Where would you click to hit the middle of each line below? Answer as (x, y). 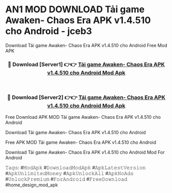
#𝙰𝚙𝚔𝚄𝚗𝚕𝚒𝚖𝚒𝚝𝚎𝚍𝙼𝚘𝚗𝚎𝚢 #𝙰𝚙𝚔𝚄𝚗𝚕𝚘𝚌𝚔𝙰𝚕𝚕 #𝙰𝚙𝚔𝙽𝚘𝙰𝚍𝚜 (70, 173)
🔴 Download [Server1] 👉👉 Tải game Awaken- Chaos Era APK (86, 64)
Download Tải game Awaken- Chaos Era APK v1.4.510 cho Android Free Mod (86, 45)
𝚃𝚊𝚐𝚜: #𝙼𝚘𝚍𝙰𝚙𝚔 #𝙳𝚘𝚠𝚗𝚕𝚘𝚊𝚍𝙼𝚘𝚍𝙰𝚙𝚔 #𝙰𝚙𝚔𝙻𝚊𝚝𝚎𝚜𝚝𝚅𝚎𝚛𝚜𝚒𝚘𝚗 (76, 167)
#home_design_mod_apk (32, 185)
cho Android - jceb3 (49, 31)
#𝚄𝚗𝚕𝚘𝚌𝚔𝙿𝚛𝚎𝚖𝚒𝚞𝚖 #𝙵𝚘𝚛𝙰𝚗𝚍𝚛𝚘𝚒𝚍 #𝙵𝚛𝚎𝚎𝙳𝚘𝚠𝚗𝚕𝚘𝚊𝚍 (66, 179)
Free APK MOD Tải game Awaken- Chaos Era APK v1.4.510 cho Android (81, 142)
